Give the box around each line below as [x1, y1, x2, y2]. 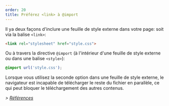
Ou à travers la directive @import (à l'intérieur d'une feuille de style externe [5, 50, 161, 56]
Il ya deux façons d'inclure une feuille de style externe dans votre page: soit [5, 26, 164, 32]
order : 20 [5, 7, 26, 13]
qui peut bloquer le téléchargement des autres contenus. [5, 85, 124, 91]
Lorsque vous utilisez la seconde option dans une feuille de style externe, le [5, 74, 164, 81]
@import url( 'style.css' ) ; [5, 65, 62, 71]
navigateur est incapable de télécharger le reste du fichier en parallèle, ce [5, 80, 160, 86]
